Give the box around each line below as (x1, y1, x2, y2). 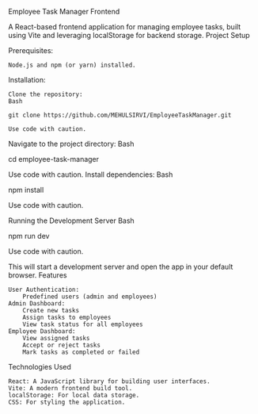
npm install (8, 186, 44, 194)
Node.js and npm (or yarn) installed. (8, 61, 136, 69)
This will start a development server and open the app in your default (8, 262, 233, 271)
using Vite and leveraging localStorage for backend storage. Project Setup (8, 31, 251, 40)
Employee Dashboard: (8, 328, 77, 335)
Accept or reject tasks (22, 341, 101, 349)
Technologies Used (8, 362, 71, 371)
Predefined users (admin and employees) (22, 293, 157, 301)
